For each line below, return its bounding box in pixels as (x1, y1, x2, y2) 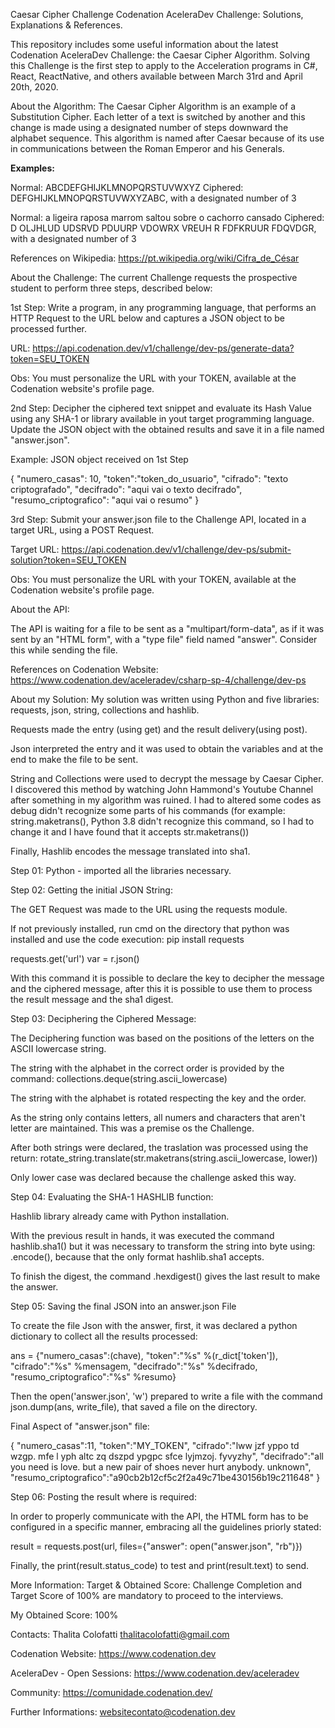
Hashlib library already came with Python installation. (10, 1210, 230, 1222)
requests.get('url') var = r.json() (10, 953, 140, 964)
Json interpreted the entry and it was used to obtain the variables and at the (10, 743, 324, 754)
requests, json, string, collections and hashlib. (10, 704, 200, 716)
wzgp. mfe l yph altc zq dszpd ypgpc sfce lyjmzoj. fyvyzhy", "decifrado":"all (10, 1450, 324, 1462)
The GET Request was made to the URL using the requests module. (10, 904, 288, 915)
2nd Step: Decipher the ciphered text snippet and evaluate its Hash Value (10, 402, 312, 414)
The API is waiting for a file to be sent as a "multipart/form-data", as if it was (10, 623, 325, 634)
